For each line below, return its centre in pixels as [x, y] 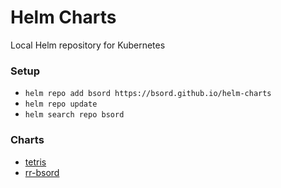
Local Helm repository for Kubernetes [88, 45]
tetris [35, 162]
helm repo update [61, 104]
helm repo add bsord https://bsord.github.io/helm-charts [148, 94]
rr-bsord [42, 172]
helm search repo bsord [74, 115]
